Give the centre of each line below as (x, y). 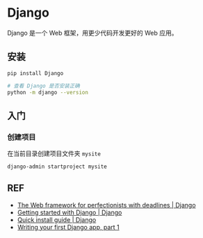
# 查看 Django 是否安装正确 (43, 86)
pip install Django (35, 73)
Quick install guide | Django (57, 219)
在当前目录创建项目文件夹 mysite (54, 153)
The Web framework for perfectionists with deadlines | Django (106, 205)
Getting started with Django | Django (70, 212)
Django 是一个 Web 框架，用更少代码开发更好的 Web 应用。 (92, 33)
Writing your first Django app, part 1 (68, 227)
